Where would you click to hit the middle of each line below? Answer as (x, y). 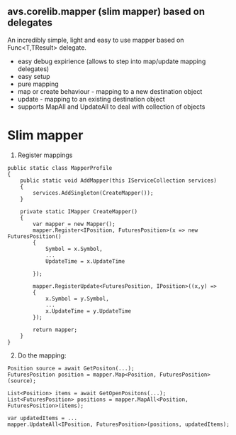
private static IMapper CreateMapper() (79, 211)
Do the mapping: (42, 355)
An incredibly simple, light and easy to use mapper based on (96, 40)
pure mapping (38, 84)
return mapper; (55, 330)
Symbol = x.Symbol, (74, 249)
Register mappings (45, 155)
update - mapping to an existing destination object (91, 99)
